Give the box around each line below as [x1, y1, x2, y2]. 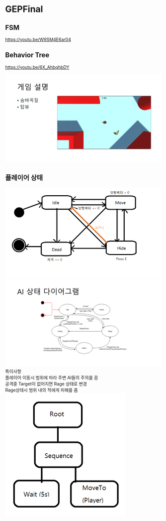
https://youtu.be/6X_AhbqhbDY [5, 64, 70, 70]
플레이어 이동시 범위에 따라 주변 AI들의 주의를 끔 [5, 375, 98, 381]
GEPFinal [5, 3, 43, 15]
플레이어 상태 [5, 173, 43, 182]
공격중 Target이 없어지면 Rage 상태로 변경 [5, 381, 87, 387]
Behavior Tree [5, 51, 50, 59]
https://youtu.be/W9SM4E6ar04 [5, 36, 71, 42]
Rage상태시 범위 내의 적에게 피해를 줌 [5, 387, 78, 393]
